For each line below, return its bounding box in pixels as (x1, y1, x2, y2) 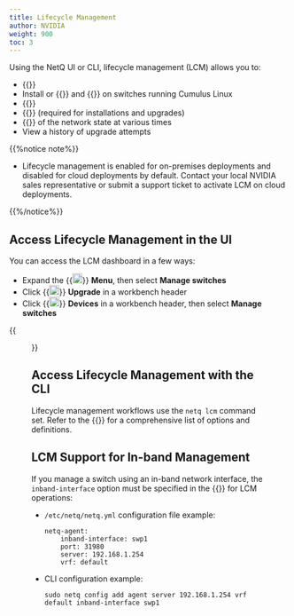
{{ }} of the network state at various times (21, 117, 173, 128)
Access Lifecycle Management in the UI (9, 232, 233, 247)
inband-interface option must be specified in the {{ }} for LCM (31, 483, 258, 494)
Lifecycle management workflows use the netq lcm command (31, 405, 257, 415)
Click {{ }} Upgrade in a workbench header (21, 287, 188, 297)
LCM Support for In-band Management (31, 450, 251, 465)
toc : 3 (9, 37, 34, 47)
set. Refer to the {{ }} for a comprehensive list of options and (31, 415, 251, 425)
